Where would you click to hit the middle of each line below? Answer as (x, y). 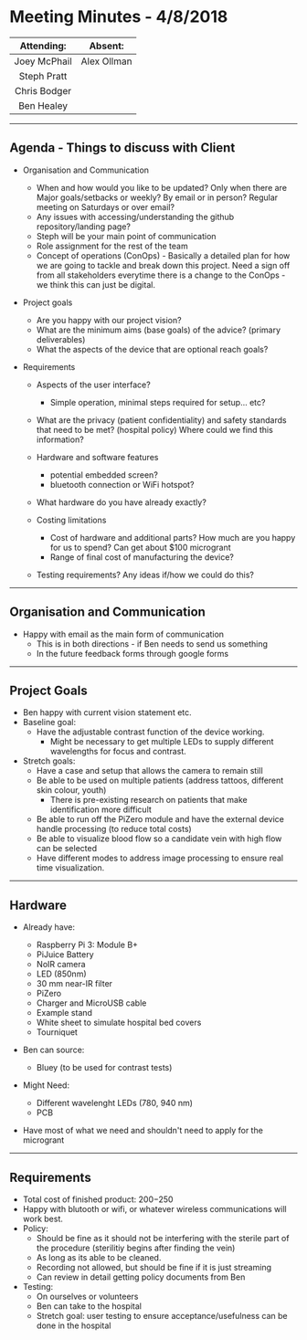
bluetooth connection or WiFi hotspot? (122, 484)
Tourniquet (57, 1032)
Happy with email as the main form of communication (123, 634)
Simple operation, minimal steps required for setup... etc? (158, 402)
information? (60, 439)
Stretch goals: (49, 761)
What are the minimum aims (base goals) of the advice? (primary (159, 330)
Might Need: (46, 1085)
